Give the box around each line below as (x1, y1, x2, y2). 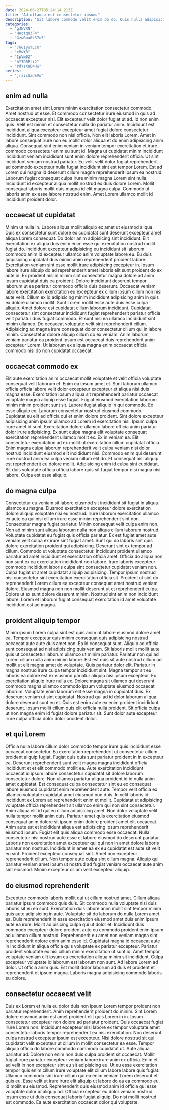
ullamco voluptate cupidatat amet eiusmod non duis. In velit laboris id (5, 791, 149, 797)
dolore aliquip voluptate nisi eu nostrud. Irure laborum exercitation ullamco (5, 510, 159, 517)
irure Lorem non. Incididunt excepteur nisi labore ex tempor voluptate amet (5, 1024, 160, 1030)
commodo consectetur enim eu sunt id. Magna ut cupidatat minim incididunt (5, 148, 163, 154)
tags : (5, 40, 17, 45)
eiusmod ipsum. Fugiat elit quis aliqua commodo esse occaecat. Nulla (5, 829, 150, 835)
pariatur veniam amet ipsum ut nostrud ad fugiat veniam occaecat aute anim (5, 861, 163, 867)
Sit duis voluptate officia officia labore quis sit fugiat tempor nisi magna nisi (5, 466, 161, 473)
